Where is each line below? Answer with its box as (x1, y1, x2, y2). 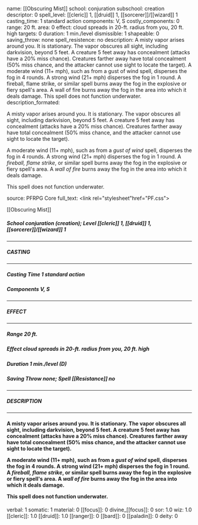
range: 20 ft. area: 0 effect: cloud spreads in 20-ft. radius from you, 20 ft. (6, 24, 184, 31)
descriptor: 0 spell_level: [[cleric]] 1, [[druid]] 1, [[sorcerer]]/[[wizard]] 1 (6, 11, 178, 18)
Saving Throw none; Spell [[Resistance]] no (6, 375, 115, 382)
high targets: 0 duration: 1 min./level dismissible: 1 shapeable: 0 (6, 30, 160, 37)
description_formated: (6, 99, 61, 105)
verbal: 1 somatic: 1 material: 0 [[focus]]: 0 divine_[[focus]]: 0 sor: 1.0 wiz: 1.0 (6, 506, 192, 513)
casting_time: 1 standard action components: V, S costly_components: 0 (6, 18, 180, 24)
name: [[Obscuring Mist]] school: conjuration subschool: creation (6, 5, 165, 12)
